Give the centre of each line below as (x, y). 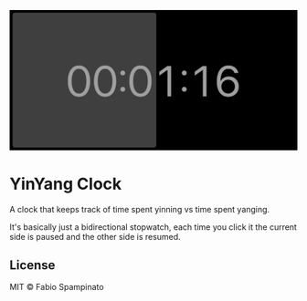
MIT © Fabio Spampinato (57, 287)
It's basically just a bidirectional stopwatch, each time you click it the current (153, 227)
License (32, 265)
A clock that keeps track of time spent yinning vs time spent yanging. (140, 209)
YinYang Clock (66, 184)
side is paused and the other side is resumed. (95, 236)
